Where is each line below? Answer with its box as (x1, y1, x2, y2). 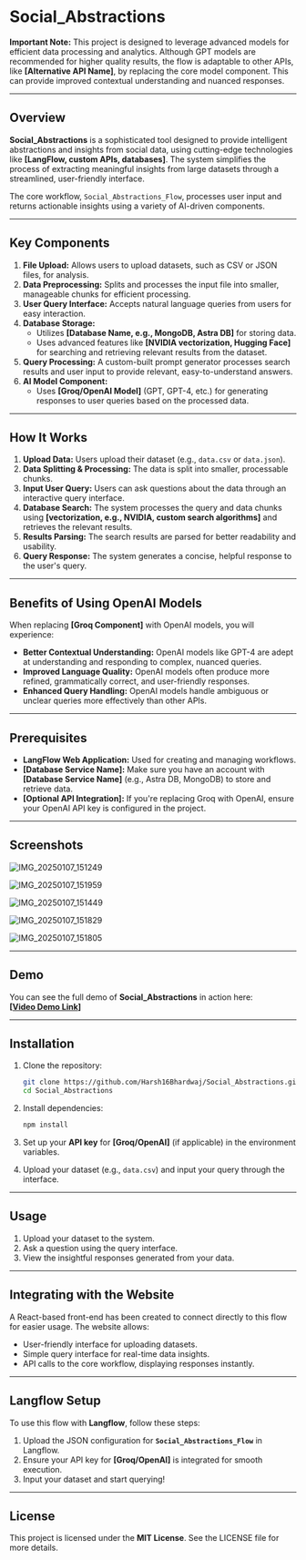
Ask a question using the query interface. (22, 1242, 178, 1253)
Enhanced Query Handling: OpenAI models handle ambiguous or (22, 686, 270, 697)
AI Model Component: (22, 375, 108, 386)
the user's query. (22, 560, 87, 571)
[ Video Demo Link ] (9, 1001, 82, 1012)
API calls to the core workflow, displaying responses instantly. (22, 1358, 255, 1369)
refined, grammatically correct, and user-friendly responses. (22, 676, 250, 687)
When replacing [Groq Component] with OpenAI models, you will (9, 619, 255, 630)
